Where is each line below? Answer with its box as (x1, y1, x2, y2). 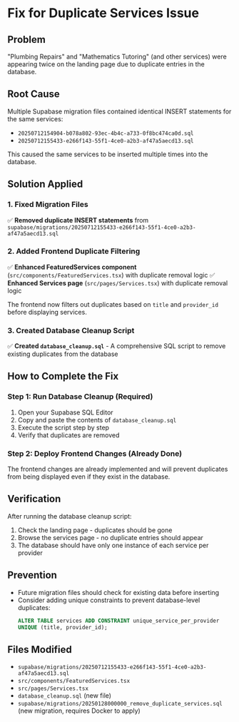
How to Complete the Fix (7, 370, 119, 382)
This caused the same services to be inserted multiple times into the (7, 150, 208, 158)
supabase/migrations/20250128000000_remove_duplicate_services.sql (17, 701, 223, 708)
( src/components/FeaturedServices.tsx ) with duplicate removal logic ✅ (7, 270, 215, 279)
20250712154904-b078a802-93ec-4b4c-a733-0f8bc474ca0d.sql (17, 130, 194, 137)
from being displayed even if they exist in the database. (7, 472, 171, 481)
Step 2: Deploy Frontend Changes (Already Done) (7, 448, 183, 458)
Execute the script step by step (17, 423, 109, 432)
